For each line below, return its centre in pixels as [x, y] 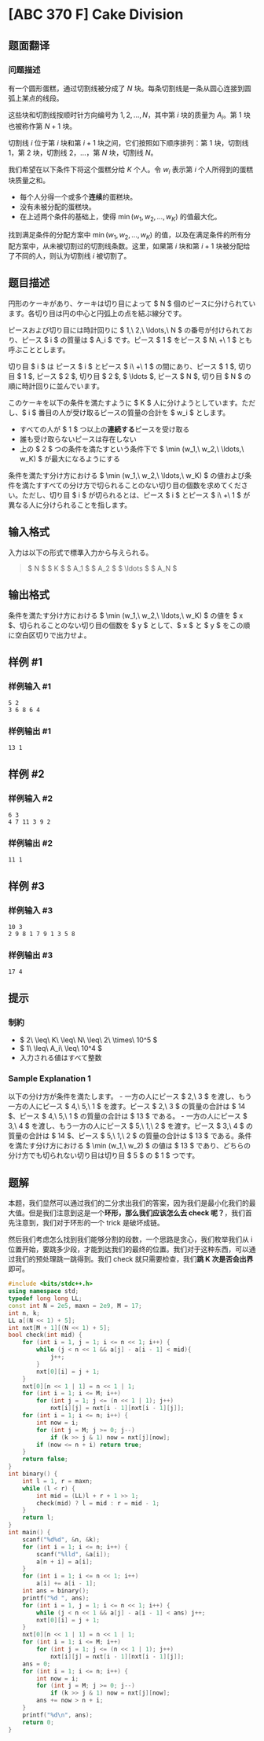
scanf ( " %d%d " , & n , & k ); [61, 1539]
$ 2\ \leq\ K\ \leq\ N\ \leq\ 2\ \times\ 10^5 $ [88, 1040]
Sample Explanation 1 [50, 1078]
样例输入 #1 [29, 686]
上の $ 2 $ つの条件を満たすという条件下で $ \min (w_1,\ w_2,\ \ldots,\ [132, 449]
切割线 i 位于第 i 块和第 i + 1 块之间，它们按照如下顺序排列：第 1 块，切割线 [128, 142]
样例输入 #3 [31, 910]
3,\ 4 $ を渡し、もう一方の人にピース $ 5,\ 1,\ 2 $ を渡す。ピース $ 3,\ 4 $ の [131, 1126]
